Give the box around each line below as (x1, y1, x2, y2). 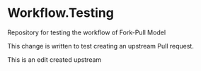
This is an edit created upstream (7, 55, 102, 64)
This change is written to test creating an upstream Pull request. (7, 41, 195, 50)
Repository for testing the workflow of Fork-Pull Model (7, 28, 166, 37)
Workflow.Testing (7, 5, 115, 21)
